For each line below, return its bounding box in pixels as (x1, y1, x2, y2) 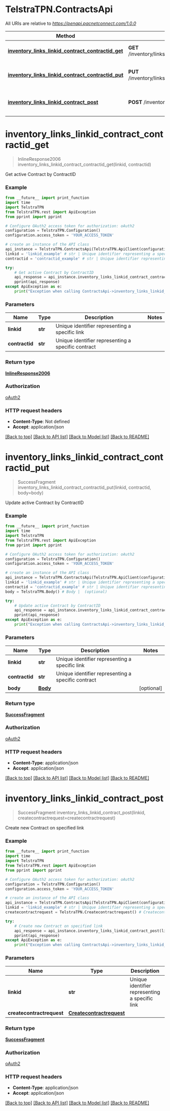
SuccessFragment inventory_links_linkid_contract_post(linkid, (17, 810, 146, 816)
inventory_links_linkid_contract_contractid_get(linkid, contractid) (17, 161, 152, 167)
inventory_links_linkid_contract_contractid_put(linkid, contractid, (17, 484, 151, 490)
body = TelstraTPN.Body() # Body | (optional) (5, 589, 108, 594)
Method (56, 32, 75, 39)
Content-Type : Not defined (12, 418, 70, 424)
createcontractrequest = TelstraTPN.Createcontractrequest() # (5, 910, 142, 915)
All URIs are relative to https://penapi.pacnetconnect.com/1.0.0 (5, 20, 137, 26)
